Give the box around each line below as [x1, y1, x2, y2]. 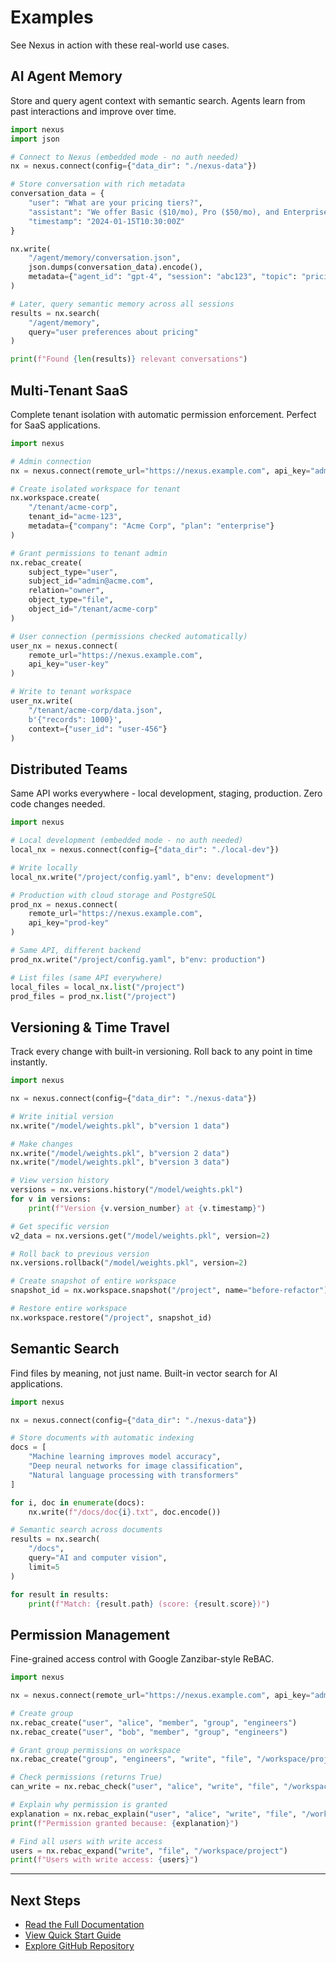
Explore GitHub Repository [24, 1940, 135, 1952]
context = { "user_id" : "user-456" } [28, 724, 168, 734]
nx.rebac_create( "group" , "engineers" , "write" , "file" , [10, 1754, 253, 1765]
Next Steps [10, 1892, 81, 1909]
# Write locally [10, 862, 78, 873]
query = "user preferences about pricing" [28, 327, 199, 337]
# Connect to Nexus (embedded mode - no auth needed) [10, 152, 240, 162]
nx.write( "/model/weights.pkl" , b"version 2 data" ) [10, 1148, 230, 1158]
